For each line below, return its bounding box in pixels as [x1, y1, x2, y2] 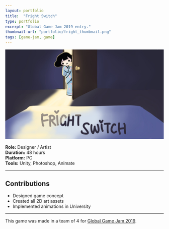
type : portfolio [5, 19, 39, 24]
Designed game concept [12, 193, 64, 199]
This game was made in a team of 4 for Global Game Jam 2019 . [5, 218, 137, 224]
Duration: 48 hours [5, 149, 45, 155]
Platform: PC [5, 154, 33, 161]
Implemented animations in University [12, 203, 91, 209]
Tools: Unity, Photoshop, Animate [5, 160, 75, 166]
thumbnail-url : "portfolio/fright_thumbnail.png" [5, 29, 112, 35]
